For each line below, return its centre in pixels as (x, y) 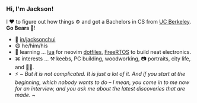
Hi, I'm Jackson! (30, 9)
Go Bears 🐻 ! (21, 28)
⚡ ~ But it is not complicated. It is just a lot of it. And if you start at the (100, 74)
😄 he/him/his (31, 46)
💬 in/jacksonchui (35, 40)
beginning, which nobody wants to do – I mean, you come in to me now (102, 82)
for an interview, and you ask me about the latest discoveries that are (100, 89)
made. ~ (25, 95)
